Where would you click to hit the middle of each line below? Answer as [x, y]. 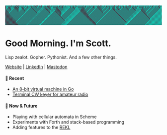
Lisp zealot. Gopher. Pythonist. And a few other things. [61, 57]
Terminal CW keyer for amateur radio [50, 94]
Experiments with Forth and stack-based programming [68, 122]
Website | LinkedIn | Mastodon [36, 67]
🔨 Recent [15, 78]
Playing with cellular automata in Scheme [54, 117]
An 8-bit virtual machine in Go [43, 89]
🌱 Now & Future [21, 106]
